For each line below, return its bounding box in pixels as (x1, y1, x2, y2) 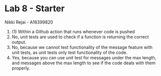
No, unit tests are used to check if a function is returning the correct (11, 34, 149, 40)
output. (11, 39, 26, 45)
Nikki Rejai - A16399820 (4, 19, 53, 25)
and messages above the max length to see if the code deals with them (11, 60, 156, 66)
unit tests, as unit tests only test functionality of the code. (11, 50, 128, 55)
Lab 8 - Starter (4, 3, 65, 14)
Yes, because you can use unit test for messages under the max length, (11, 54, 157, 60)
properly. (11, 65, 30, 71)
